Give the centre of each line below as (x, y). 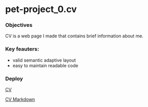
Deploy (14, 78)
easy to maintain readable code (45, 65)
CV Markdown (20, 99)
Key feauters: (22, 49)
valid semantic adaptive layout (44, 60)
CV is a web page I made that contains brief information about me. (75, 36)
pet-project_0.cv (41, 9)
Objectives (19, 25)
